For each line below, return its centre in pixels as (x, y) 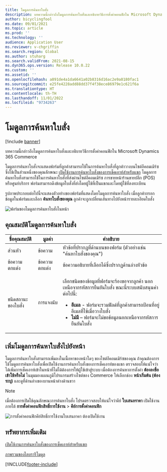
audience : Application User (34, 42)
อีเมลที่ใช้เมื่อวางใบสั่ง (91, 311)
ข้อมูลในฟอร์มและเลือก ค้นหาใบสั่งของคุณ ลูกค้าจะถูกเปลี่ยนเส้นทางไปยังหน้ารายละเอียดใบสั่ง (80, 199)
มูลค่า (48, 239)
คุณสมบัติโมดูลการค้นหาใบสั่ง (41, 225)
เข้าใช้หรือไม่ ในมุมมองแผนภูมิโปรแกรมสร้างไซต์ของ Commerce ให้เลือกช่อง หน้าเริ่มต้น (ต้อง (83, 375)
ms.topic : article (24, 28)
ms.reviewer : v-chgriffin (32, 47)
